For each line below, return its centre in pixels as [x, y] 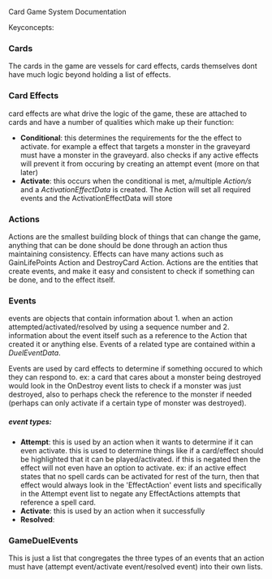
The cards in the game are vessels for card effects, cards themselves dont [133, 66]
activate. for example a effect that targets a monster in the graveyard [135, 146]
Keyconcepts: [31, 27]
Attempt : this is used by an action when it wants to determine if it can [136, 442]
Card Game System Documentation [67, 12]
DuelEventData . [35, 353]
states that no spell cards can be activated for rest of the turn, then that [140, 477]
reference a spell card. [58, 503]
